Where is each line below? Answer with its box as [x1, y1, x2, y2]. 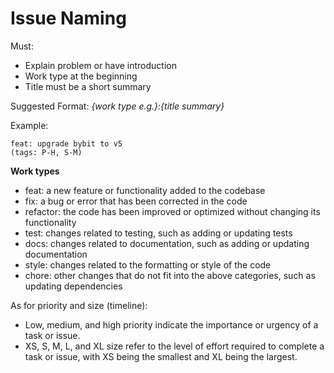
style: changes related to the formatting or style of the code [24, 258, 272, 271]
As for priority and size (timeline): [10, 299, 148, 311]
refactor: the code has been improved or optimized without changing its [24, 205, 321, 217]
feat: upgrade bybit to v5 [10, 138, 123, 149]
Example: [10, 119, 49, 131]
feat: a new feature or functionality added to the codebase [24, 184, 266, 196]
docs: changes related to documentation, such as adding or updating [24, 237, 310, 249]
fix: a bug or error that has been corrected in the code [24, 195, 248, 207]
